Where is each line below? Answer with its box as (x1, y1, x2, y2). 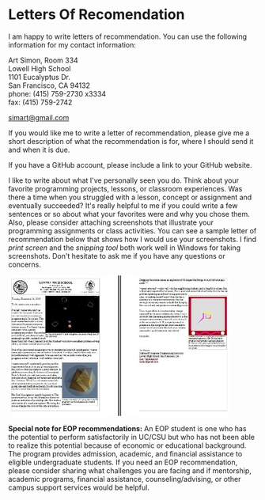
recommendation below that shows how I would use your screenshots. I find (8, 234, 257, 244)
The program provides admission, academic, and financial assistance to (8, 449, 243, 458)
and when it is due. (8, 145, 70, 154)
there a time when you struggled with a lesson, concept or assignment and (8, 192, 252, 202)
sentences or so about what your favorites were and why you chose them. (8, 209, 251, 218)
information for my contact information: (8, 40, 137, 49)
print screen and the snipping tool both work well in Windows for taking (8, 243, 241, 252)
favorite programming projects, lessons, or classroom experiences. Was (8, 184, 243, 193)
